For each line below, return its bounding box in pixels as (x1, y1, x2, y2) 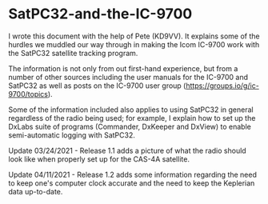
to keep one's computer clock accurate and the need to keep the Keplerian (8, 178, 255, 188)
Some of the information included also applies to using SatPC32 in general (8, 105, 254, 114)
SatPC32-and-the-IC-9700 (8, 5, 193, 23)
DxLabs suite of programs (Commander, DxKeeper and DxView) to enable (8, 122, 252, 131)
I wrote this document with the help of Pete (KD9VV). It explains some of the (8, 31, 260, 41)
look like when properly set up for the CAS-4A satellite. (8, 154, 190, 164)
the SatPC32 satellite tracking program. (8, 48, 138, 58)
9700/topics (8, 89, 49, 98)
